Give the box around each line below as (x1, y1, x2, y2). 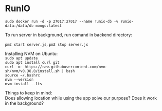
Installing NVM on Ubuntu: (5, 51, 58, 56)
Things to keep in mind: (5, 90, 52, 95)
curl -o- (5, 64, 23, 69)
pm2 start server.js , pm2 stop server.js (5, 41, 89, 47)
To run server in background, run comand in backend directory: (5, 32, 132, 37)
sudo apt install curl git (5, 60, 60, 65)
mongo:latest (36, 23, 62, 28)
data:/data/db (5, 23, 34, 28)
